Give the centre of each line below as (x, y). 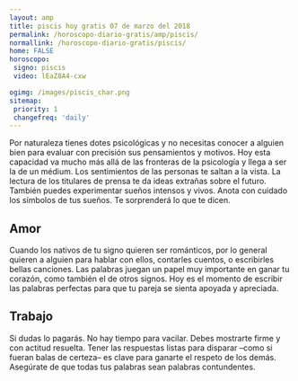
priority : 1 (35, 109)
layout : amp (31, 18)
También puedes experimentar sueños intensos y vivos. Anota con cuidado (149, 190)
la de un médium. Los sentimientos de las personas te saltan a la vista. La (145, 172)
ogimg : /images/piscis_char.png (70, 92)
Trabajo (31, 317)
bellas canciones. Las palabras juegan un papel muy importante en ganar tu (149, 270)
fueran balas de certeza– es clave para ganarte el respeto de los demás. (143, 357)
